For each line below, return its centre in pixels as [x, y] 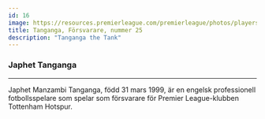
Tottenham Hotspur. [41, 106]
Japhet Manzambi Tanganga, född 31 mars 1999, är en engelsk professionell [132, 89]
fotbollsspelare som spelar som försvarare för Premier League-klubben [123, 98]
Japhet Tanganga [43, 65]
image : [19, 23]
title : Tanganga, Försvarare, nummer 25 [76, 30]
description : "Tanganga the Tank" [65, 37]
